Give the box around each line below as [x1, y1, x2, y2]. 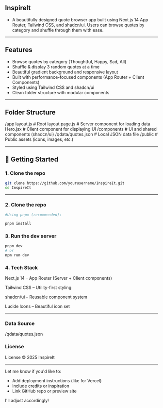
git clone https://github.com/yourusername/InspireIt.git [5, 181, 125, 186]
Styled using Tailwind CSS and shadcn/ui [12, 85, 95, 90]
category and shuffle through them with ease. [12, 27, 104, 33]
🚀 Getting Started [5, 155, 59, 163]
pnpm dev [5, 244, 23, 249]
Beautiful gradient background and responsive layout [12, 69, 118, 75]
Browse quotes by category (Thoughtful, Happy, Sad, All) [12, 58, 127, 65]
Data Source [5, 320, 35, 327]
